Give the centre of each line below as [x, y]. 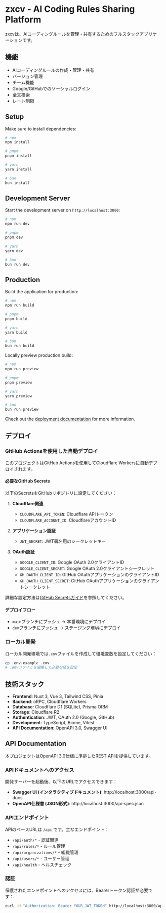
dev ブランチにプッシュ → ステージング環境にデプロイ [66, 628]
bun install [17, 183]
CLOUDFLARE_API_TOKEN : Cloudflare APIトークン [66, 514]
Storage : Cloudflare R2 [36, 712]
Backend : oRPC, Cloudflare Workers [49, 702]
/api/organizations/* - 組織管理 [45, 852]
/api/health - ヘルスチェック [42, 865]
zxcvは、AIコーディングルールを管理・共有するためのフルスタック [72, 34]
